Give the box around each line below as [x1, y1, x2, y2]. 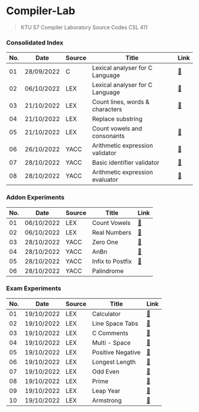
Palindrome [92, 266, 124, 275]
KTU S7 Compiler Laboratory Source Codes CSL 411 [20, 24, 148, 31]
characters [92, 105, 123, 114]
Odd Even [92, 367, 120, 375]
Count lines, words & [92, 98, 150, 106]
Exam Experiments [6, 284, 62, 292]
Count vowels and [92, 124, 142, 133]
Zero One [92, 238, 118, 246]
